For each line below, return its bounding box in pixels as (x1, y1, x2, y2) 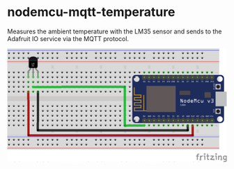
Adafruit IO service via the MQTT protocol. (7, 34, 130, 42)
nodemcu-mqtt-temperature (7, 4, 175, 20)
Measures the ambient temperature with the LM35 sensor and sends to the (7, 27, 222, 35)
